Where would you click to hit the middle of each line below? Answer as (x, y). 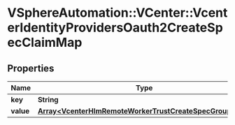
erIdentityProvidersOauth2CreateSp (115, 28)
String (48, 100)
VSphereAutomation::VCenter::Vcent (117, 13)
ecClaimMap (45, 43)
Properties (31, 68)
